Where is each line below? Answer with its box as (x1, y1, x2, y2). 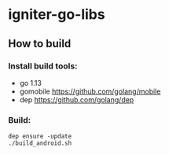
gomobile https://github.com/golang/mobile (19, 87, 161, 96)
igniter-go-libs (8, 6, 105, 24)
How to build (8, 37, 72, 50)
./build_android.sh (8, 139, 72, 147)
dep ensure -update (8, 132, 72, 141)
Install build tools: (8, 61, 78, 72)
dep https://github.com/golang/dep (19, 94, 134, 104)
